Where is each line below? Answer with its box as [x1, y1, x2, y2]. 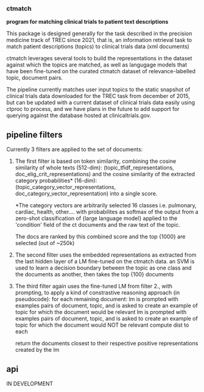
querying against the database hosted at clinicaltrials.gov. [6, 112, 152, 119]
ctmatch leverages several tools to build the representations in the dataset [6, 55, 192, 62]
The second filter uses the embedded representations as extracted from [15, 251, 197, 258]
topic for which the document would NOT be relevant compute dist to [15, 321, 189, 329]
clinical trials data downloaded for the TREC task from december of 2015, [6, 93, 191, 100]
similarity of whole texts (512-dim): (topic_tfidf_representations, [15, 164, 175, 171]
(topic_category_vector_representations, [15, 184, 116, 191]
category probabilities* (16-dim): [15, 177, 97, 184]
